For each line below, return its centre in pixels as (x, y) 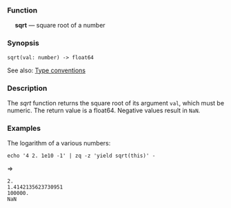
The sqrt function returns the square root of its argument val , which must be (116, 103)
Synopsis (23, 43)
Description (27, 88)
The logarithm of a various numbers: (59, 143)
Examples (24, 128)
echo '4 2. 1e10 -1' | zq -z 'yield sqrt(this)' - (81, 156)
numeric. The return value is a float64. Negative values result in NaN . (104, 110)
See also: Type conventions (47, 70)
